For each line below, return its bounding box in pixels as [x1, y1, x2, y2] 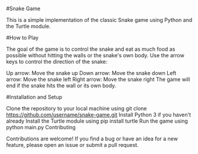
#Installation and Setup [6, 94, 63, 100]
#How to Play [6, 34, 39, 41]
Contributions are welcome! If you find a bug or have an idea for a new [6, 135, 178, 142]
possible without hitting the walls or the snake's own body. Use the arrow [6, 52, 184, 58]
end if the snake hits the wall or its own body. [6, 82, 116, 89]
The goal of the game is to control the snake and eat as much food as [6, 45, 176, 53]
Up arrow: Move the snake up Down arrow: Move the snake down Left [6, 70, 177, 76]
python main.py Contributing [6, 124, 76, 130]
